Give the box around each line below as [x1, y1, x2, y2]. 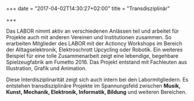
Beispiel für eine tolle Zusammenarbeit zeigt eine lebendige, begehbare [6, 53, 179, 59]
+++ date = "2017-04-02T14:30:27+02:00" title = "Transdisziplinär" [6, 5, 170, 12]
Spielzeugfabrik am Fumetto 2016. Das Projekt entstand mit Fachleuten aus [6, 58, 188, 65]
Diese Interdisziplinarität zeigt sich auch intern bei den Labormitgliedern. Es [6, 76, 189, 83]
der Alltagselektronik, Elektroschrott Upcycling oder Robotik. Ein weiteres [6, 46, 183, 53]
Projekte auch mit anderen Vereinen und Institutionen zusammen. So [6, 34, 172, 40]
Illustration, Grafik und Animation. [6, 65, 87, 72]
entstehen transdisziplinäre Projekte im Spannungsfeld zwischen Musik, [6, 82, 181, 89]
